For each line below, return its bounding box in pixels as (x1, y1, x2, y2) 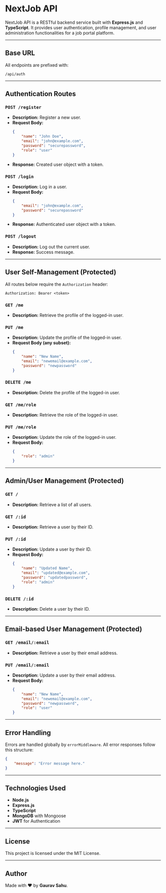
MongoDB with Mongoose (12, 813, 66, 819)
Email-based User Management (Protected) (5, 625, 142, 633)
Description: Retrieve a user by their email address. (12, 650, 118, 656)
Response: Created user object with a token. (12, 161, 104, 167)
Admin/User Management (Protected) (5, 476, 124, 485)
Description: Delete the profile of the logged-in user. (12, 389, 120, 395)
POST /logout (5, 234, 37, 239)
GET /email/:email (5, 640, 49, 645)
